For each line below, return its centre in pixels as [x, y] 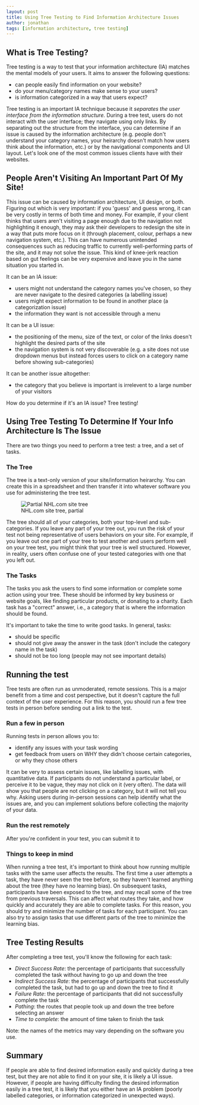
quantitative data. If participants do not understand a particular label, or [94, 779]
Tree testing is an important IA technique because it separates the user [93, 109]
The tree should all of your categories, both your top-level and [82, 522]
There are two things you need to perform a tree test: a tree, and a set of [95, 445]
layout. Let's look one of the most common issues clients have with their [94, 153]
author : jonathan [28, 23]
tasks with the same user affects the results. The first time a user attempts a [99, 873]
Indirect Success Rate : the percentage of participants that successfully [102, 981]
